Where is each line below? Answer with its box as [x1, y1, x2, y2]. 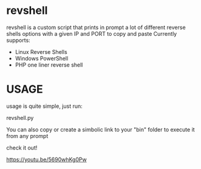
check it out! [6, 144, 38, 151]
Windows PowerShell [15, 55, 69, 62]
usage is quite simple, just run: [6, 102, 83, 110]
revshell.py [6, 114, 34, 121]
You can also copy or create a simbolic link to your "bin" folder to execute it [6, 125, 196, 133]
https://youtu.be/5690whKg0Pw [6, 156, 87, 163]
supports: [6, 36, 30, 44]
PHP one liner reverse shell [15, 61, 83, 68]
